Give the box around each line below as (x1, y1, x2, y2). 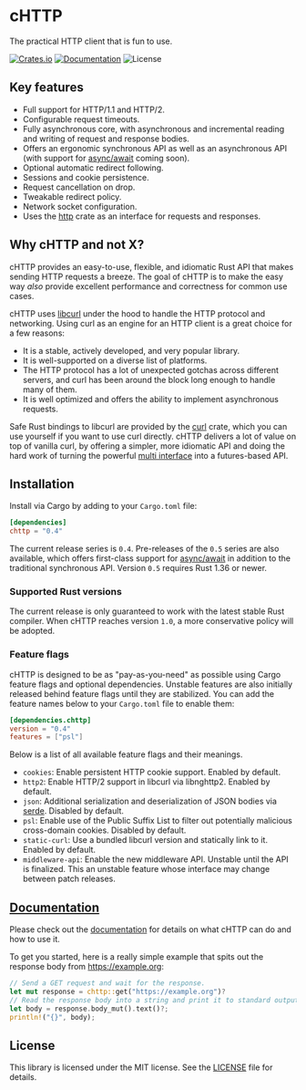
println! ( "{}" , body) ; (9, 1012, 96, 1022)
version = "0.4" (9, 724, 71, 733)
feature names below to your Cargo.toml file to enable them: (9, 698, 235, 709)
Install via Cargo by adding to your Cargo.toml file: (9, 501, 198, 512)
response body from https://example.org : (9, 961, 164, 972)
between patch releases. (22, 873, 117, 885)
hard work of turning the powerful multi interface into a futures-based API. (9, 450, 289, 461)
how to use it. (9, 934, 61, 945)
